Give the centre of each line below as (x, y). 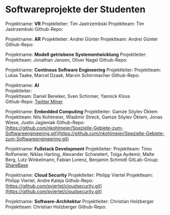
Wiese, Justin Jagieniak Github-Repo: (45, 122)
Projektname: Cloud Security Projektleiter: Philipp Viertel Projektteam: (79, 175)
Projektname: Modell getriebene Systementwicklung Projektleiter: (76, 54)
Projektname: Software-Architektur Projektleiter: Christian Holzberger (80, 201)
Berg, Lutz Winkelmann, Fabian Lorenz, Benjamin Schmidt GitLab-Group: (82, 160)
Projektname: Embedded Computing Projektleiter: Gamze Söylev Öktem (81, 111)
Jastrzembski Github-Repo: (34, 29)
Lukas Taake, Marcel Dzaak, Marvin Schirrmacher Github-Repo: (72, 75)
